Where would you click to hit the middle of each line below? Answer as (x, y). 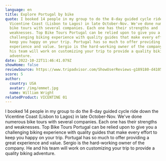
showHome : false (22, 65)
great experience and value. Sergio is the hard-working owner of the (75, 143)
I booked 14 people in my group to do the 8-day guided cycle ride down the (82, 111)
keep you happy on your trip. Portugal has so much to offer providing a (77, 138)
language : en (19, 10)
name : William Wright (32, 93)
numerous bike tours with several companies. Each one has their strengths (81, 122)
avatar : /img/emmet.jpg (34, 88)
